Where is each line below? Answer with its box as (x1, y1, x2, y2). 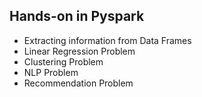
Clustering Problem (23, 55, 104, 68)
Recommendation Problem (23, 77, 134, 89)
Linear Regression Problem (23, 45, 136, 57)
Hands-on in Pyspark (9, 8, 145, 25)
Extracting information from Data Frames (23, 34, 192, 46)
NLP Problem (23, 66, 79, 78)
